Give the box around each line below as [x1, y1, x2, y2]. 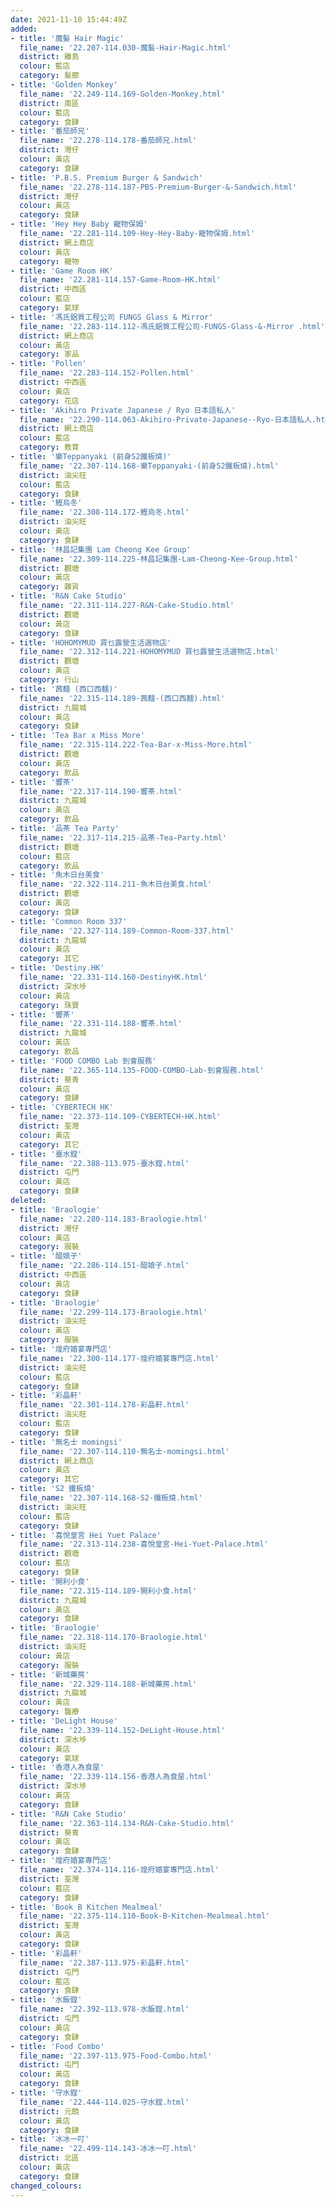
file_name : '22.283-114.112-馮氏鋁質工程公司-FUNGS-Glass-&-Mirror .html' [19, 321, 326, 331]
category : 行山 [19, 675, 80, 685]
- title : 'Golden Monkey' [10, 80, 118, 90]
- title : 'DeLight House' [10, 1716, 118, 1726]
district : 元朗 [19, 2106, 80, 2116]
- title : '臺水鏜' [10, 1149, 83, 1159]
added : [10, 24, 38, 34]
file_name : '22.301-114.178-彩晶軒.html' [19, 1400, 190, 1410]
